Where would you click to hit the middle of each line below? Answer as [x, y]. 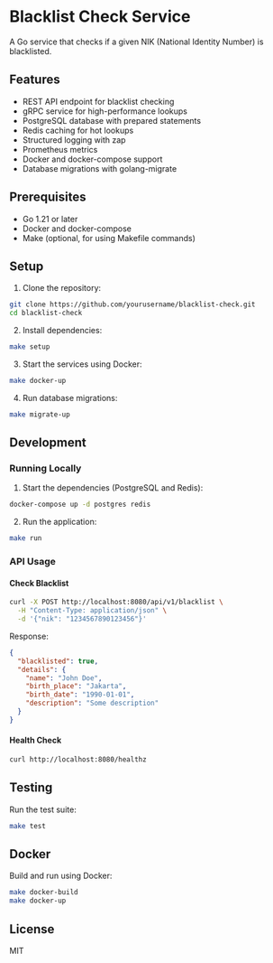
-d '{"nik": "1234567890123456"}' [82, 619]
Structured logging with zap [74, 140]
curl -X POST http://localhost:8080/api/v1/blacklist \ [116, 603]
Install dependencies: [62, 331]
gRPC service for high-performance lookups [105, 111]
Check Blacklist [39, 583]
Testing [31, 788]
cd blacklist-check [46, 313]
